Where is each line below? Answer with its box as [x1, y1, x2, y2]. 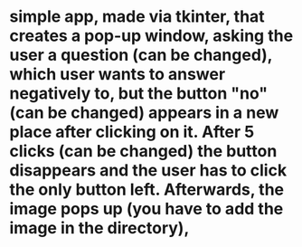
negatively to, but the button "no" [9, 83, 269, 104]
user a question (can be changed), [9, 45, 273, 65]
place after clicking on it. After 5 [9, 122, 255, 142]
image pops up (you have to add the [9, 199, 284, 219]
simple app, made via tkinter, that [9, 6, 265, 27]
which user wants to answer [9, 64, 226, 85]
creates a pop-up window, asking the [9, 25, 294, 46]
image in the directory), [9, 218, 190, 239]
